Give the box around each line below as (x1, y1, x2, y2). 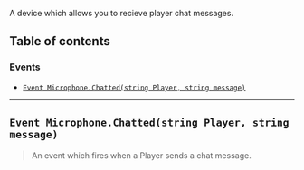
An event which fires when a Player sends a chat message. (31, 149, 252, 161)
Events (9, 61, 41, 73)
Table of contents (9, 33, 110, 49)
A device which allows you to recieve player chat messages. (9, 8, 233, 18)
